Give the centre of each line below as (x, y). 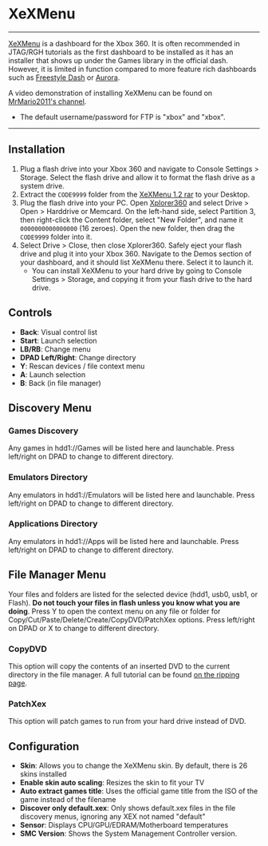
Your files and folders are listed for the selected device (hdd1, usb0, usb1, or (133, 594)
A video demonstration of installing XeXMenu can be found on (110, 93)
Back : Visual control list (59, 332)
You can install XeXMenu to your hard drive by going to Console (137, 270)
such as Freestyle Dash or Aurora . (64, 77)
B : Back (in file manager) (60, 383)
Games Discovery (43, 431)
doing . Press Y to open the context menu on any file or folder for (114, 611)
